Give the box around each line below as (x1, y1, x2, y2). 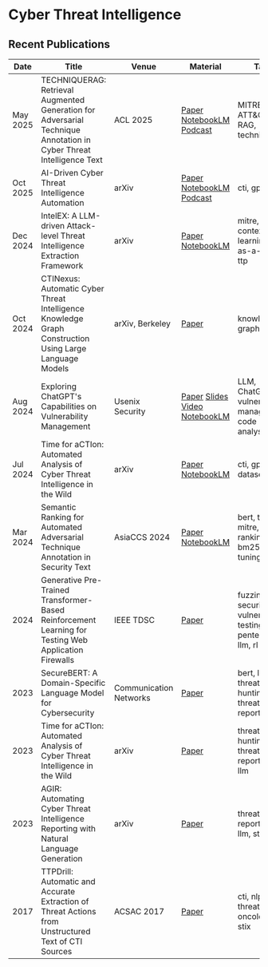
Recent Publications (8, 38, 110, 51)
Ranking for (41, 512, 85, 522)
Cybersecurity (41, 707, 95, 718)
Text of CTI (41, 936, 83, 947)
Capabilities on (41, 401, 97, 412)
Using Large (41, 343, 87, 354)
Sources (41, 946, 73, 957)
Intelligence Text (41, 154, 103, 165)
